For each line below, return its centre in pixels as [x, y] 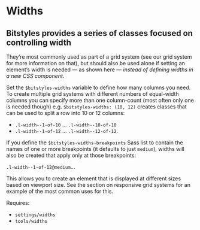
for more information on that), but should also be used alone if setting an [96, 63]
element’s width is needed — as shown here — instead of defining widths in [100, 69]
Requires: [18, 203]
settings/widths [35, 215]
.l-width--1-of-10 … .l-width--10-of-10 [66, 125]
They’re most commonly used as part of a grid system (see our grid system [99, 57]
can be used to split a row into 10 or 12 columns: [66, 113]
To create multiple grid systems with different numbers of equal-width [93, 94]
